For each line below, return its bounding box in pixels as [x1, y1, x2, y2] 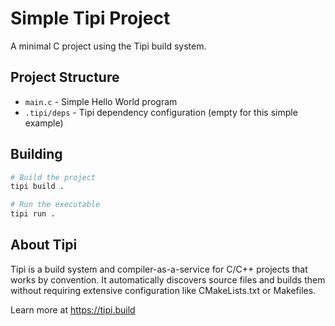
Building [10, 146, 63, 163]
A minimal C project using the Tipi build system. [10, 40, 207, 52]
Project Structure [10, 69, 120, 86]
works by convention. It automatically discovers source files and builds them [10, 273, 326, 286]
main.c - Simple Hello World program [24, 95, 178, 107]
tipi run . [10, 209, 56, 219]
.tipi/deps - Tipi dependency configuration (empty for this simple [24, 106, 298, 118]
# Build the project [10, 172, 97, 182]
